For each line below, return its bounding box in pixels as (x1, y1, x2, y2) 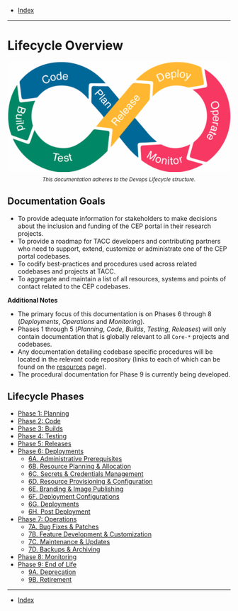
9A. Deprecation (28, 568, 76, 576)
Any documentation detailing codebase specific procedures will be (17, 347, 213, 356)
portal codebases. (17, 252, 71, 260)
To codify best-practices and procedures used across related (17, 259, 197, 268)
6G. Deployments (28, 500, 79, 509)
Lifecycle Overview (7, 38, 124, 54)
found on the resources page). (17, 362, 107, 371)
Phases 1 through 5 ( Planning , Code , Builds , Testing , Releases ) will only (17, 325, 227, 333)
